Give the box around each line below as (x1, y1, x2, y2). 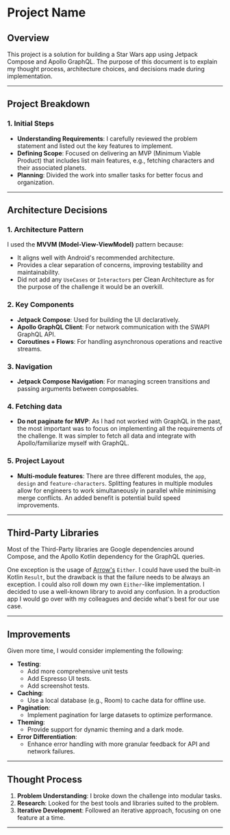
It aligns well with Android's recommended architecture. (16, 253, 175, 262)
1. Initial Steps (7, 119, 55, 128)
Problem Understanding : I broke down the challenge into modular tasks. (16, 792, 222, 799)
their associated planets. (16, 163, 87, 172)
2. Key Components (7, 300, 74, 310)
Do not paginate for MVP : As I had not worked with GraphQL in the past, (16, 417, 222, 425)
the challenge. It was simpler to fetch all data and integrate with (16, 432, 196, 440)
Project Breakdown (7, 98, 90, 110)
